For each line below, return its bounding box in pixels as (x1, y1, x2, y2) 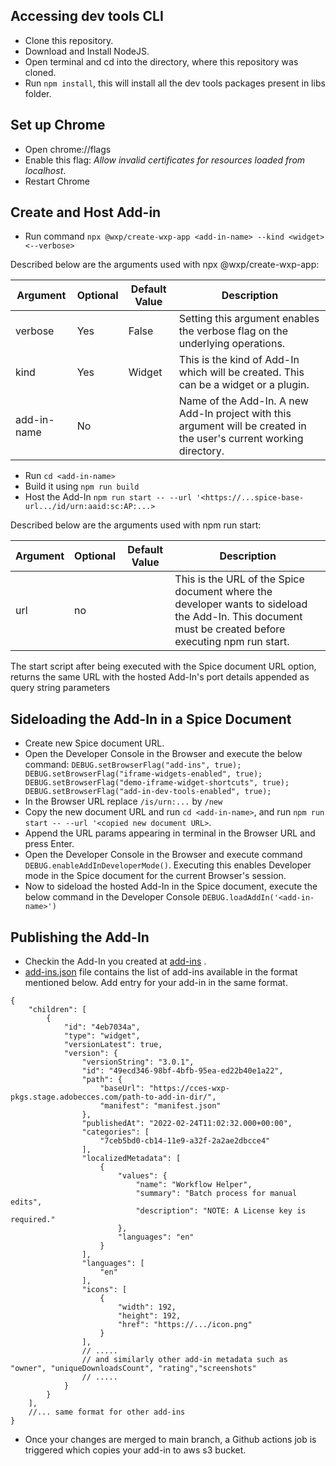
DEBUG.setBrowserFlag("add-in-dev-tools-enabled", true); (24, 787, 272, 797)
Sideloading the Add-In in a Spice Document (10, 710, 292, 728)
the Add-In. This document (174, 610, 303, 624)
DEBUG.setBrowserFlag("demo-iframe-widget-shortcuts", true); (24, 778, 290, 788)
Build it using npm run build (24, 480, 140, 493)
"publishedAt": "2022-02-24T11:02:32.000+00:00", (81, 1119, 293, 1129)
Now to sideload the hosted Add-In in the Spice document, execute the (24, 880, 318, 893)
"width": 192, (117, 1302, 177, 1313)
